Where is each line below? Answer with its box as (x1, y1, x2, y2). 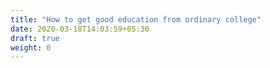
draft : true (10, 33, 60, 43)
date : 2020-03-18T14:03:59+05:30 (10, 24, 150, 34)
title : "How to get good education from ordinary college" (10, 14, 262, 25)
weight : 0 (10, 42, 52, 53)
